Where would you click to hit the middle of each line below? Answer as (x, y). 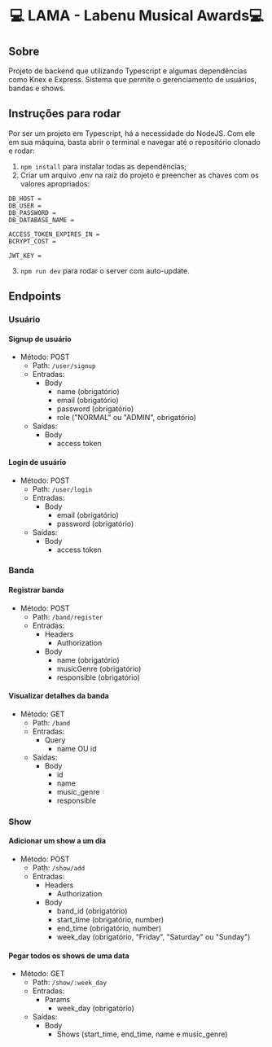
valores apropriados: (55, 183)
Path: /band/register (68, 616)
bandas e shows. (37, 88)
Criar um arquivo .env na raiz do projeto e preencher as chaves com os (139, 175)
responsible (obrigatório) (98, 677)
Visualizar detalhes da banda (59, 696)
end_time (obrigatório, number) (109, 928)
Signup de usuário (40, 339)
